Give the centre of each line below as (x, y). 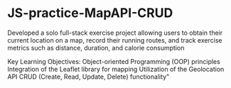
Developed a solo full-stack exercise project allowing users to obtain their (115, 33)
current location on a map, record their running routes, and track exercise (115, 40)
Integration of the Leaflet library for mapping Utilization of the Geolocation (116, 69)
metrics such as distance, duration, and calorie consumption (96, 48)
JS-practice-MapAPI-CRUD (90, 13)
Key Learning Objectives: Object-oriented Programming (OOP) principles (114, 61)
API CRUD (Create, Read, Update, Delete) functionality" (88, 77)
